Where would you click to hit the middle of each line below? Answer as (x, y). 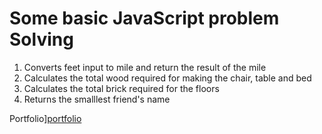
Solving (41, 39)
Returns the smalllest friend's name (97, 99)
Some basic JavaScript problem (144, 18)
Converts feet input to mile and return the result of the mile (145, 67)
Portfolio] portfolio (45, 118)
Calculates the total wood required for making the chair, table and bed (167, 78)
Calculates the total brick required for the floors (121, 88)
